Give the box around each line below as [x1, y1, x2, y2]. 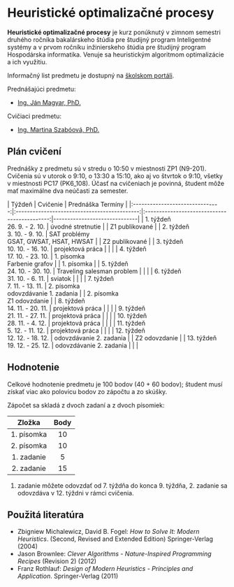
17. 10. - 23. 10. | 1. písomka [7, 252, 85, 260]
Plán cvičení [7, 145, 61, 158]
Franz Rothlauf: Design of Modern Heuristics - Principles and [17, 565, 193, 573]
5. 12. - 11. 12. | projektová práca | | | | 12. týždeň [7, 326, 145, 335]
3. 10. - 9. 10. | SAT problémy [7, 229, 90, 238]
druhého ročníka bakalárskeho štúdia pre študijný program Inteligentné [7, 35, 212, 43]
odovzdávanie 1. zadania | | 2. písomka [7, 289, 119, 298]
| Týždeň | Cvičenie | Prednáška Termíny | [7, 200, 128, 208]
